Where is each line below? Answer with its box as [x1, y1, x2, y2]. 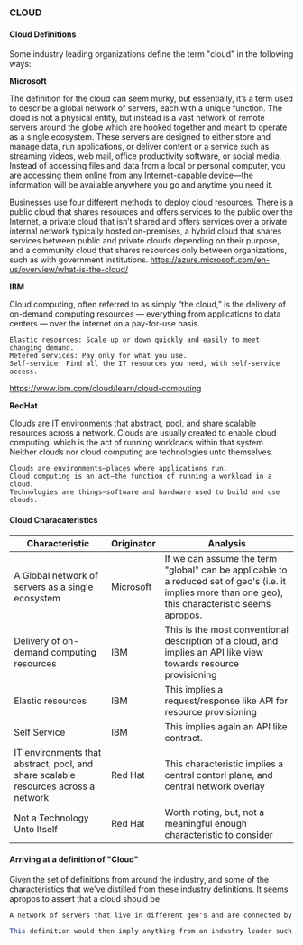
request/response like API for [164, 694, 289, 707]
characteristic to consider [164, 829, 273, 841]
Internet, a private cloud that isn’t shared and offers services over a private [9, 216, 288, 227]
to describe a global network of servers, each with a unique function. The [9, 103, 282, 114]
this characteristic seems [164, 598, 271, 610]
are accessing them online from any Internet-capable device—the [9, 170, 254, 181]
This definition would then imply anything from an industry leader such [9, 927, 293, 936]
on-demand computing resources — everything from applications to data [9, 308, 281, 319]
